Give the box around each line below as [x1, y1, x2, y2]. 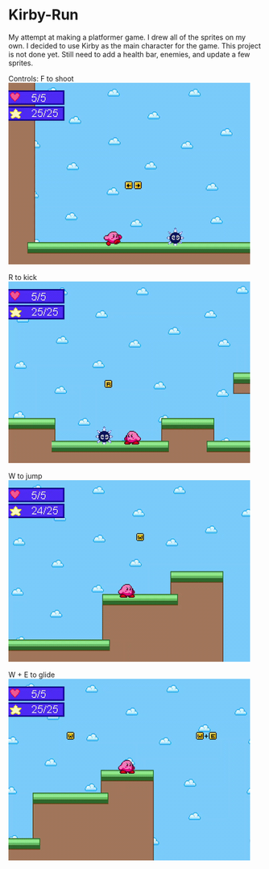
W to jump [8, 470, 43, 481]
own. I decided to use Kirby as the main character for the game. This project [8, 40, 262, 50]
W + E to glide [8, 670, 56, 679]
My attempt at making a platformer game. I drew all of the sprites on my [8, 32, 246, 42]
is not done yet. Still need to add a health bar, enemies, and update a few [8, 49, 250, 59]
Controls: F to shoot [8, 73, 74, 83]
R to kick [8, 272, 38, 282]
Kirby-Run [8, 6, 79, 24]
